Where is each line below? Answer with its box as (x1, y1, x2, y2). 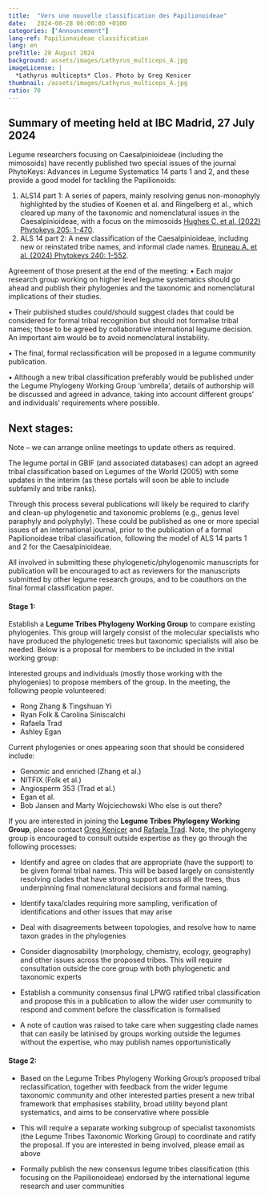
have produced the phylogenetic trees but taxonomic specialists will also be (8, 636, 259, 646)
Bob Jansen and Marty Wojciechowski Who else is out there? (19, 801, 223, 810)
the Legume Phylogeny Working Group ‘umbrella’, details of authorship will (8, 381, 255, 391)
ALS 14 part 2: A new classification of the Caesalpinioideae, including (19, 233, 249, 243)
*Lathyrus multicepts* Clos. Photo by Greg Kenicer (15, 71, 192, 79)
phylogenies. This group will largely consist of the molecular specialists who (8, 627, 260, 638)
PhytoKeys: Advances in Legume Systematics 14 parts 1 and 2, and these (8, 167, 250, 177)
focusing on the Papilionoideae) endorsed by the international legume (19, 1173, 251, 1183)
